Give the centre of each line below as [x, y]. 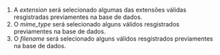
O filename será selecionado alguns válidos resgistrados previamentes [113, 39]
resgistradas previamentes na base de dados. [78, 17]
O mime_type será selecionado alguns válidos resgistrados [96, 24]
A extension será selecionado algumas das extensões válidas [100, 10]
